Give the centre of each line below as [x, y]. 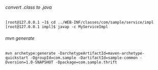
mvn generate [20, 38]
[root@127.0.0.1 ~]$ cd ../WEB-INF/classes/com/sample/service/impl [80, 22]
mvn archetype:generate [31, 54]
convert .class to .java [29, 7]
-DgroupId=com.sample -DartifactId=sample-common [84, 58]
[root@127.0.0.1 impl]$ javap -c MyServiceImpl [57, 27]
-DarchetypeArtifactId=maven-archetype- [101, 54]
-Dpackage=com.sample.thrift [86, 62]
